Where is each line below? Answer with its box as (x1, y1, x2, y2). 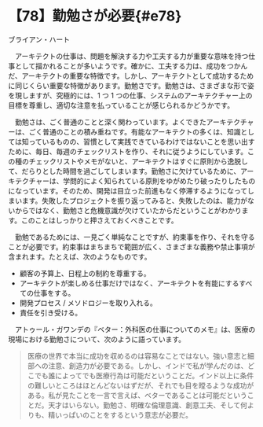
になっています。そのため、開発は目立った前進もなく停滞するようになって (8, 186, 248, 195)
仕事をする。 (33, 288, 75, 297)
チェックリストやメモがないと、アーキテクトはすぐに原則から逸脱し (28, 156, 249, 166)
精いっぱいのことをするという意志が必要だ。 (48, 410, 192, 419)
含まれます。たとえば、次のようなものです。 (8, 252, 152, 261)
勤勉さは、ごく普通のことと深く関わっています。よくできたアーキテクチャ (14, 117, 254, 127)
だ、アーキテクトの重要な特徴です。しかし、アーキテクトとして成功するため (8, 71, 254, 80)
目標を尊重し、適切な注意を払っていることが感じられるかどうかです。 (8, 100, 234, 110)
